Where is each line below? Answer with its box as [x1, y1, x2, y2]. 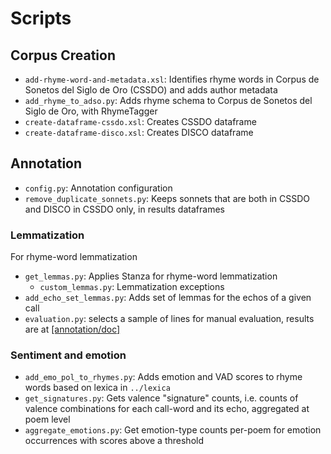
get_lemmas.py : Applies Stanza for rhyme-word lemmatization [24, 270, 278, 282]
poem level [24, 413, 71, 426]
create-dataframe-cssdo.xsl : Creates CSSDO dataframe [24, 116, 257, 127]
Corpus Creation [10, 47, 116, 64]
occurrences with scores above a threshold [24, 435, 204, 447]
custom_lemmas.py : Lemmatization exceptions [39, 281, 225, 293]
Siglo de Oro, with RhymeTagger [24, 105, 158, 117]
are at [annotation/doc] [24, 323, 121, 336]
